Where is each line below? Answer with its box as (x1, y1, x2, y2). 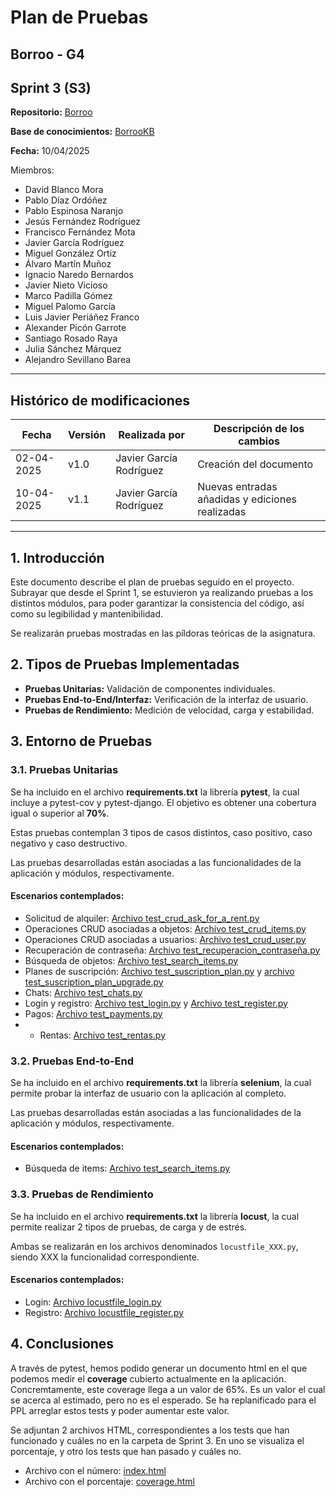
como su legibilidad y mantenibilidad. (10, 608, 164, 620)
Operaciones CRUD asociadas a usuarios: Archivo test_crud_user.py (24, 933, 307, 945)
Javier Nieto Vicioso (24, 279, 108, 291)
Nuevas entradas (197, 480, 278, 494)
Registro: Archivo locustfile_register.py (24, 1306, 184, 1318)
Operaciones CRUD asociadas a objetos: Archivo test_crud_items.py (24, 922, 307, 935)
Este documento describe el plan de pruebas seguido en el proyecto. (10, 576, 295, 588)
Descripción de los (213, 422, 305, 436)
